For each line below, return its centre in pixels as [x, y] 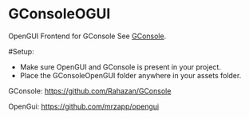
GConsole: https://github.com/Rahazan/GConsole [90, 91]
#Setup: [21, 51]
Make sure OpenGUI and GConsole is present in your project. [121, 67]
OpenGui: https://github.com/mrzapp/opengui [84, 106]
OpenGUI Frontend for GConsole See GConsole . [87, 36]
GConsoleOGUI [59, 14]
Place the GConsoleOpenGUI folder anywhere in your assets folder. [130, 75]
